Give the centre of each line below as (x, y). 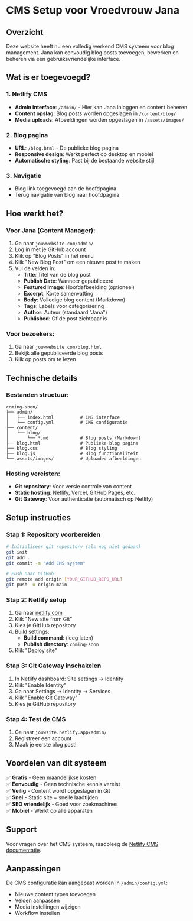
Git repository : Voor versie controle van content (73, 487)
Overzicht (25, 32)
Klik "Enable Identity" (40, 685)
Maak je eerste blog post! (45, 744)
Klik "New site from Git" (43, 619)
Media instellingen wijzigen (48, 907)
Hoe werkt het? (35, 213)
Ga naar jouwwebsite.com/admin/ (54, 243)
